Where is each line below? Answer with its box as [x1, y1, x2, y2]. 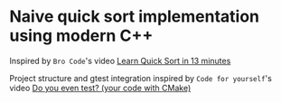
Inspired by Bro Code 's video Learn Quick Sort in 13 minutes [9, 55, 231, 66]
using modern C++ [9, 25, 154, 46]
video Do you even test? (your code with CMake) [9, 82, 192, 93]
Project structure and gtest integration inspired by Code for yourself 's [9, 72, 273, 83]
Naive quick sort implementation [9, 6, 260, 27]
